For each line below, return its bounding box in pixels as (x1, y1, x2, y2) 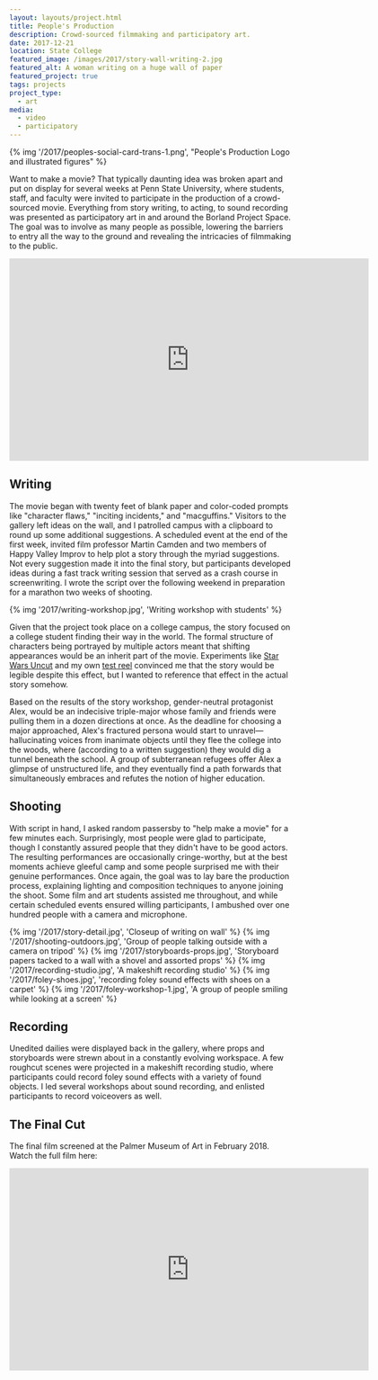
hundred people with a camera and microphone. (9, 909, 188, 919)
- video (17, 113, 47, 122)
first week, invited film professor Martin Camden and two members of (9, 539, 268, 550)
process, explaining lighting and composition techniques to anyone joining (9, 880, 284, 891)
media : (9, 105, 34, 114)
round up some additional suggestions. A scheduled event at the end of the (9, 529, 288, 540)
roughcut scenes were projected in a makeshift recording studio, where (9, 1062, 274, 1073)
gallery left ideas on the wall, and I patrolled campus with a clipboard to (9, 519, 274, 531)
